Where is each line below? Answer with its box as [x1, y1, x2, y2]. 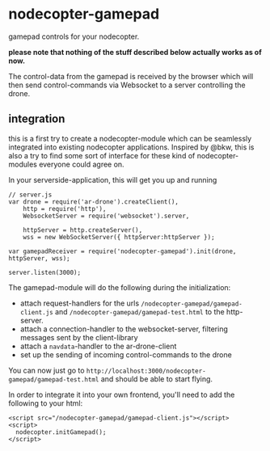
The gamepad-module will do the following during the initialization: [8, 282, 231, 292]
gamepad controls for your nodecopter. [8, 32, 140, 41]
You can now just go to [8, 365, 85, 375]
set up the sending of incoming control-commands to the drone [19, 349, 232, 360]
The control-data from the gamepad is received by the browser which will [8, 71, 254, 81]
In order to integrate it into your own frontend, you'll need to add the [8, 390, 235, 399]
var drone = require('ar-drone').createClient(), [8, 197, 179, 206]
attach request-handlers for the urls [19, 298, 140, 308]
